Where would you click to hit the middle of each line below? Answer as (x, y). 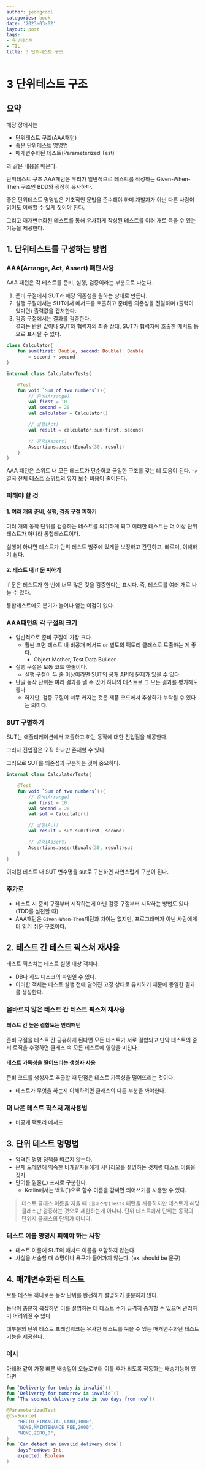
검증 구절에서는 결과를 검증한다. (53, 319)
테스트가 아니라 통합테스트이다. (44, 534)
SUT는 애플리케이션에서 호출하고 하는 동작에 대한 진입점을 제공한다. (87, 737)
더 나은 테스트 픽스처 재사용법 (47, 1108)
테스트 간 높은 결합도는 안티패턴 (44, 1025)
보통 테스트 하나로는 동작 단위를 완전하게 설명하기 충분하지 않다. (82, 1295)
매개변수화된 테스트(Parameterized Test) (65, 153)
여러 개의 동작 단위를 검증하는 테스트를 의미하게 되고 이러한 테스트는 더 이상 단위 (102, 526)
